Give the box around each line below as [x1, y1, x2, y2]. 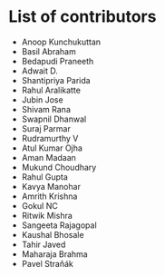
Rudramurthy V [21, 133, 79, 143]
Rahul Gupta [21, 171, 69, 182]
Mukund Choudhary [21, 162, 97, 172]
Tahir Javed [21, 239, 66, 250]
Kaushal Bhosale [21, 229, 84, 240]
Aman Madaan [21, 152, 76, 163]
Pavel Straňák [21, 258, 73, 269]
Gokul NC [21, 200, 58, 211]
